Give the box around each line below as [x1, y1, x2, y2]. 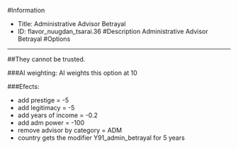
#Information [7, 6, 45, 14]
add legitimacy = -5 [17, 104, 75, 112]
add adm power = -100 [17, 119, 85, 126]
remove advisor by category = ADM [17, 126, 123, 134]
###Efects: [7, 83, 40, 90]
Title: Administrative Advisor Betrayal [17, 20, 126, 28]
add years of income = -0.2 [17, 111, 98, 119]
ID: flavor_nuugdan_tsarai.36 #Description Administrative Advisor [17, 28, 209, 35]
